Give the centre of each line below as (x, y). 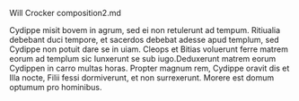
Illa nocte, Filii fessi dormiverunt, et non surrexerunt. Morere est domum (142, 78)
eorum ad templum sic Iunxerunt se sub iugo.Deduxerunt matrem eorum (143, 59)
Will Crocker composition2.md (65, 13)
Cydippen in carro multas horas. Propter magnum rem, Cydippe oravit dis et (149, 68)
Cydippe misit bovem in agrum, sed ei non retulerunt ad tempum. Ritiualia (145, 30)
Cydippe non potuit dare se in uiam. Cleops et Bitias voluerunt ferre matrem (149, 49)
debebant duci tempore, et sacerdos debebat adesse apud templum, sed (145, 40)
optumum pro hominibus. (56, 87)
